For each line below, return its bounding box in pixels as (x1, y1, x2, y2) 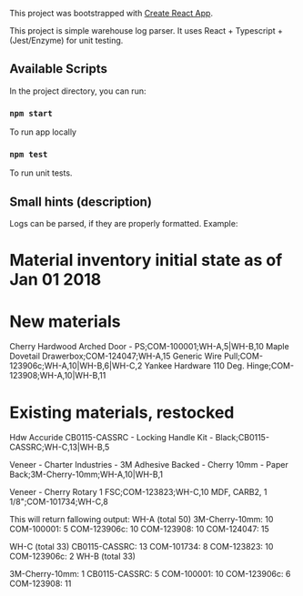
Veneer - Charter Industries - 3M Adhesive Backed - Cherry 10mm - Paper (9, 460, 288, 470)
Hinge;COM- (246, 360, 294, 371)
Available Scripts (9, 61, 107, 76)
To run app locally (9, 126, 77, 137)
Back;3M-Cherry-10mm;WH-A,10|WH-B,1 (9, 469, 164, 480)
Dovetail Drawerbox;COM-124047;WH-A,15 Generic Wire (9, 350, 223, 362)
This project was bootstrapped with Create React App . (9, 8, 214, 18)
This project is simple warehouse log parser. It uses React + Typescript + (9, 25, 284, 35)
